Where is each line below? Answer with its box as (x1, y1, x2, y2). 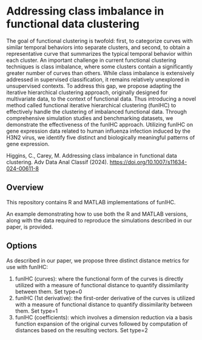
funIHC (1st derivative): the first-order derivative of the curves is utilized (15, 294, 195, 301)
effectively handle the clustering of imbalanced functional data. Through (6, 108, 187, 115)
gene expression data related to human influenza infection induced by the (6, 127, 191, 135)
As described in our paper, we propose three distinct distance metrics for (6, 256, 190, 264)
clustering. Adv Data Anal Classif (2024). (6, 158, 109, 165)
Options (6, 241, 38, 251)
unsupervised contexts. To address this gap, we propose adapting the (6, 82, 181, 89)
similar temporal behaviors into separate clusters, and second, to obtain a (6, 44, 190, 51)
